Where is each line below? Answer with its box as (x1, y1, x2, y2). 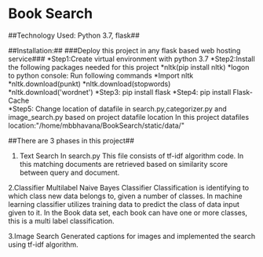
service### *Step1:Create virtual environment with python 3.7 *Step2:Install (8, 54, 255, 63)
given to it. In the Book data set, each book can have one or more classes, (8, 208, 248, 217)
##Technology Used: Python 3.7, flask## (8, 31, 140, 40)
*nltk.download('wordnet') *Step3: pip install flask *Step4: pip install (8, 87, 232, 96)
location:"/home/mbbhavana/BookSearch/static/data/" (8, 121, 184, 130)
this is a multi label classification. (8, 216, 115, 226)
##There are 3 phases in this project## (8, 136, 135, 145)
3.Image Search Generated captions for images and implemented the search (8, 231, 256, 241)
